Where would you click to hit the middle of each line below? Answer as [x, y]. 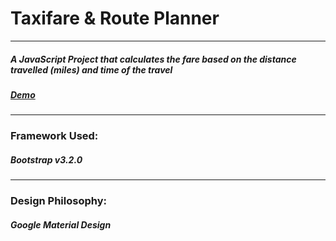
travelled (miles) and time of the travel [91, 69]
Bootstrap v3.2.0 [46, 159]
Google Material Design [61, 224]
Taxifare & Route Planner [115, 18]
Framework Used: [54, 136]
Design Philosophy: [58, 201]
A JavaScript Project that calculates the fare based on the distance [153, 59]
